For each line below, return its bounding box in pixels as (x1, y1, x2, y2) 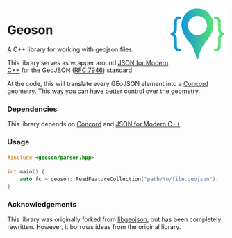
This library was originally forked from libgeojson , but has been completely (7, 215, 222, 223)
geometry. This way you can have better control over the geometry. (7, 87, 200, 95)
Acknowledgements (7, 199, 77, 209)
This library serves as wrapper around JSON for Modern (7, 58, 169, 67)
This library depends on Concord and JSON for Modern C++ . (7, 120, 183, 128)
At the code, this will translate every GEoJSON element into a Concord (7, 79, 208, 87)
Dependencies (7, 104, 58, 114)
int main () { (7, 169, 45, 176)
